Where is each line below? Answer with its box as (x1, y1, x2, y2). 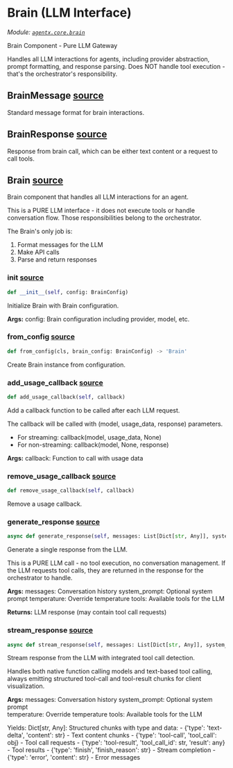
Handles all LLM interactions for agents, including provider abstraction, (7, 54, 210, 63)
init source (7, 273, 44, 282)
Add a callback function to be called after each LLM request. (7, 406, 180, 415)
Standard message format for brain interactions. (7, 108, 144, 116)
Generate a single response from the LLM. (7, 545, 128, 554)
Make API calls (17, 248, 60, 257)
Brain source (7, 174, 64, 186)
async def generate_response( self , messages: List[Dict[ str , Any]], (7, 533, 209, 540)
